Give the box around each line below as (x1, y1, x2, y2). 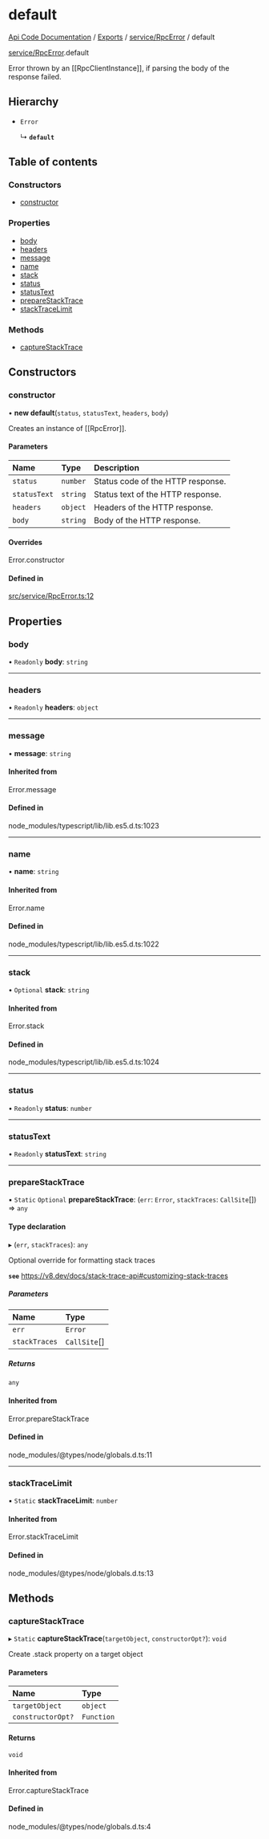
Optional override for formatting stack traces (8, 1255, 156, 1265)
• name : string (8, 867, 59, 877)
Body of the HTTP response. (93, 515, 201, 526)
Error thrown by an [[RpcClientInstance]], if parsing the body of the (8, 63, 230, 73)
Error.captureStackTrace (8, 1785, 90, 1795)
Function (81, 1712, 115, 1722)
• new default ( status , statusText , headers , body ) (8, 408, 169, 417)
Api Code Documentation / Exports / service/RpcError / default (8, 32, 215, 42)
